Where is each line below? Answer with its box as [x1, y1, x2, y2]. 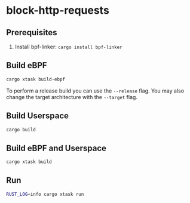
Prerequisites [6, 27, 57, 38]
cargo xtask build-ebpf [6, 76, 66, 82]
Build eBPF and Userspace [6, 143, 106, 153]
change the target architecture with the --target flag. [6, 93, 137, 100]
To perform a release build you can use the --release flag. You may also [6, 87, 184, 94]
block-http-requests [6, 4, 109, 17]
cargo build [6, 127, 36, 133]
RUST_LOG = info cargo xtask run [6, 191, 84, 197]
